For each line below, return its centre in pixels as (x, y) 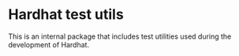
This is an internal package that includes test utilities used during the (120, 36)
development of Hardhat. (49, 44)
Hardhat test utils (66, 15)
